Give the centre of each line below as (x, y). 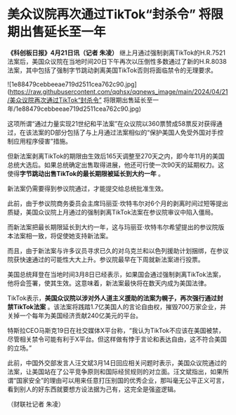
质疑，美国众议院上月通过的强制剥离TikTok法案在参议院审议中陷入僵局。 (112, 212)
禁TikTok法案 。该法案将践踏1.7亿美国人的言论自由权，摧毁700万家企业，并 (117, 306)
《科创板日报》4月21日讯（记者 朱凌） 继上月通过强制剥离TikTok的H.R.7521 (117, 53)
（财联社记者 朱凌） (36, 404)
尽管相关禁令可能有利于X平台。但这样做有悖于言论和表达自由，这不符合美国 (117, 339)
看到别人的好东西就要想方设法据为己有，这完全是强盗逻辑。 (93, 389)
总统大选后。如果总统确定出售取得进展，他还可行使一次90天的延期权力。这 (116, 165)
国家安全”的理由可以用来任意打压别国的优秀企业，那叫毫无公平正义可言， (122, 380)
